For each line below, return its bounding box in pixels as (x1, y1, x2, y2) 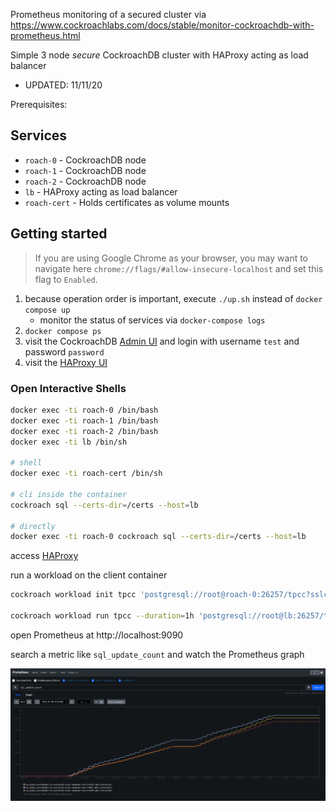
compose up (24, 305, 71, 315)
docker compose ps (24, 326, 102, 336)
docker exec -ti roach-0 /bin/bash (10, 405, 159, 415)
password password (24, 345, 105, 358)
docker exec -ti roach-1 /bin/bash (10, 415, 159, 426)
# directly (10, 521, 56, 531)
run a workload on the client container (10, 569, 168, 581)
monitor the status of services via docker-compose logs (39, 314, 266, 326)
